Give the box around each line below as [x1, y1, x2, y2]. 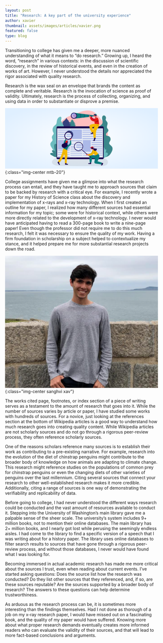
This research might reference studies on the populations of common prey [5, 464, 154, 470]
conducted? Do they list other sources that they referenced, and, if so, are [5, 576, 153, 582]
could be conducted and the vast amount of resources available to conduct [5, 505, 155, 511]
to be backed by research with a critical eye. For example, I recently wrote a [5, 189, 157, 195]
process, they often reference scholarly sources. [5, 434, 102, 440]
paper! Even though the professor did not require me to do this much [5, 226, 143, 231]
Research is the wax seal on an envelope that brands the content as [5, 83, 141, 89]
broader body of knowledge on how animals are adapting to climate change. [5, 459, 158, 465]
